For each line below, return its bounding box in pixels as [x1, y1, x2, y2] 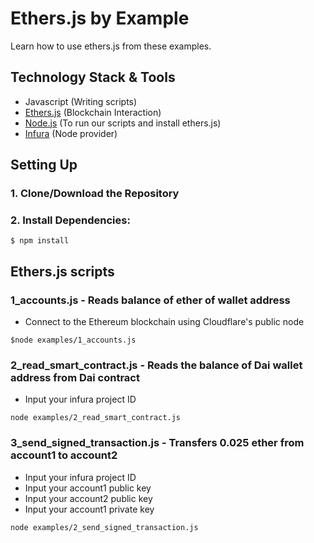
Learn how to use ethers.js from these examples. [10, 40, 212, 52]
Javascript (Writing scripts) [24, 95, 138, 107]
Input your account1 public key [24, 482, 152, 494]
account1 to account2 [10, 448, 118, 462]
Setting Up [10, 157, 78, 174]
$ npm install [10, 236, 70, 246]
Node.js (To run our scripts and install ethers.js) [24, 117, 222, 129]
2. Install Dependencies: [10, 213, 131, 227]
